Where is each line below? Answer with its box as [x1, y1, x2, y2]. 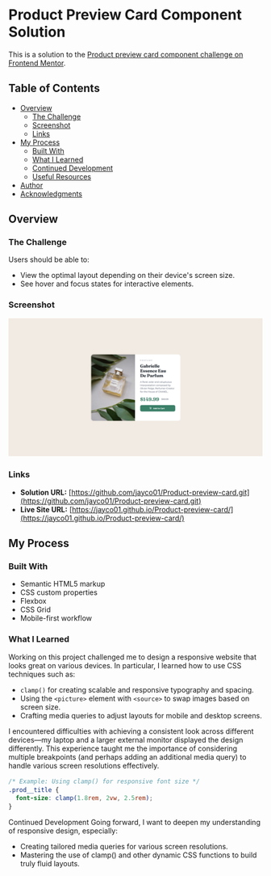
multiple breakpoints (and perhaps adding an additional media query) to [8, 752, 247, 761]
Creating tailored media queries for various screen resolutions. [19, 842, 228, 852]
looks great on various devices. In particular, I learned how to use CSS [8, 660, 242, 670]
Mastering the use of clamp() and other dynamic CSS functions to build [19, 850, 257, 860]
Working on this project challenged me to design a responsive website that [8, 652, 256, 662]
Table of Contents [8, 82, 101, 95]
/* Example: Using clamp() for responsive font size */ [8, 777, 200, 785]
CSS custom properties [19, 588, 98, 597]
